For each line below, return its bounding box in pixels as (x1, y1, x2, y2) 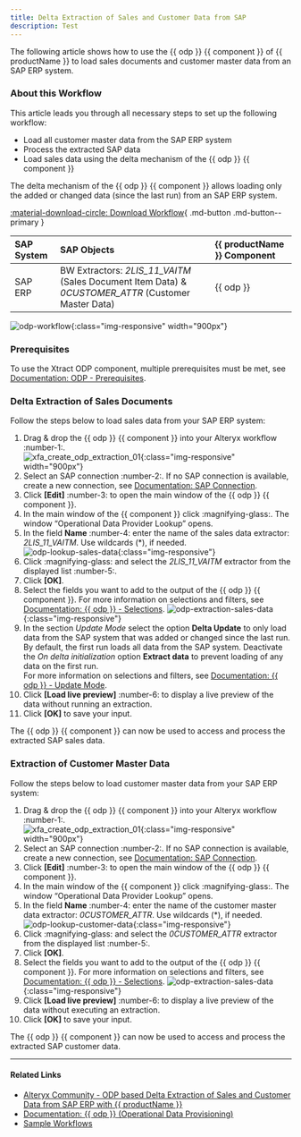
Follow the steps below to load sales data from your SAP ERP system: (10, 415, 266, 426)
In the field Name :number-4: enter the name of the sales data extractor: (22, 528, 289, 539)
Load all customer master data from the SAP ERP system (22, 134, 232, 145)
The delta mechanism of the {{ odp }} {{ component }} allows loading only (10, 180, 282, 191)
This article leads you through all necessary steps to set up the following (10, 107, 278, 118)
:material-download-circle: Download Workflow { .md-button (10, 207, 231, 217)
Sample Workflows (22, 1117, 93, 1128)
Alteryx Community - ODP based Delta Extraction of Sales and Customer (22, 1089, 291, 1100)
